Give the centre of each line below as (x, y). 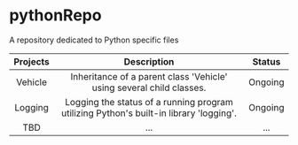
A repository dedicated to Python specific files (94, 40)
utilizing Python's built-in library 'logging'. (149, 113)
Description (149, 61)
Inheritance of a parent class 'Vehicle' (149, 76)
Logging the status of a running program (149, 102)
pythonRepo (55, 15)
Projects (32, 61)
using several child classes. (149, 88)
